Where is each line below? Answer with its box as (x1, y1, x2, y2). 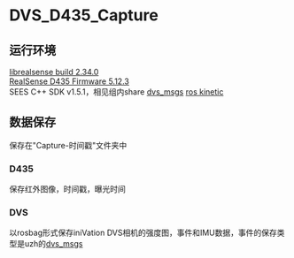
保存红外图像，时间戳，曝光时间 (9, 184, 126, 194)
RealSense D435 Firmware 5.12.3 (9, 76, 130, 87)
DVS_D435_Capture (9, 5, 159, 26)
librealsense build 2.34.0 (9, 67, 99, 77)
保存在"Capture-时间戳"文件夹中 (9, 140, 128, 150)
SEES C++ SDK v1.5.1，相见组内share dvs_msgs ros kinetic (9, 87, 224, 97)
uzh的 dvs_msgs (24, 239, 83, 249)
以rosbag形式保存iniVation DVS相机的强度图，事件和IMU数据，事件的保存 (9, 227, 277, 239)
